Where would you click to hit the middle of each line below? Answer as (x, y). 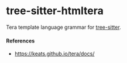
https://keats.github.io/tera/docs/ (54, 54)
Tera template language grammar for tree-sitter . (63, 27)
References (20, 41)
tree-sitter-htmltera (55, 11)
